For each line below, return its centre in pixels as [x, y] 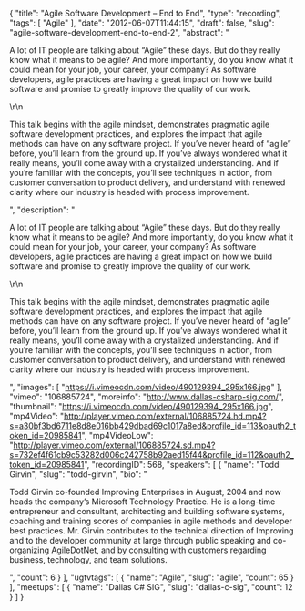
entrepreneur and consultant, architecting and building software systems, [147, 511]
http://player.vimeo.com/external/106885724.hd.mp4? [165, 416]
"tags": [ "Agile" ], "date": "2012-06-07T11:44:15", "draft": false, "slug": [142, 23]
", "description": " [42, 210]
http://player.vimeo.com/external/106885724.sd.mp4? [114, 445]
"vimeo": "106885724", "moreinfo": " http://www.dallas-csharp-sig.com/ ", [147, 397]
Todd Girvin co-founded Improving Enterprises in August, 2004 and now [145, 492]
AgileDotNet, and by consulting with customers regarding [159, 550]
